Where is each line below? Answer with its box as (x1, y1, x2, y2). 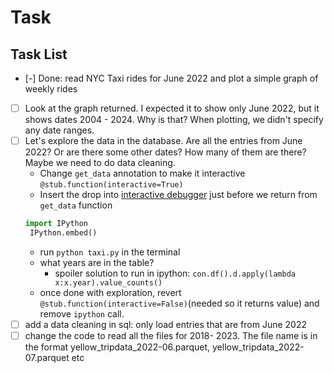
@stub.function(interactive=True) (39, 180, 184, 190)
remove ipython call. (39, 307, 125, 320)
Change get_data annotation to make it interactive (39, 167, 246, 180)
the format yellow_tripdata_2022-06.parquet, (24, 341, 211, 353)
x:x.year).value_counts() (54, 277, 163, 288)
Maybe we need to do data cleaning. (24, 157, 176, 169)
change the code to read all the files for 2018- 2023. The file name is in (24, 329, 318, 341)
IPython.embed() (29, 228, 98, 238)
